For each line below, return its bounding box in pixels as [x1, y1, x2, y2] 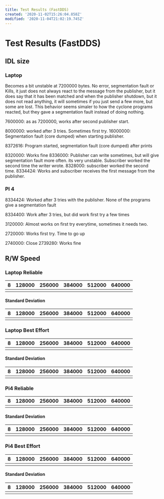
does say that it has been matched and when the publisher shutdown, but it [5, 93, 157, 99]
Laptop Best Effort [5, 327, 49, 334]
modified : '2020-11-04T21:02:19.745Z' [5, 16, 84, 21]
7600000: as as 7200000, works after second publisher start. [5, 118, 130, 124]
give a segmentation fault [5, 202, 56, 208]
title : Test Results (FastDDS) [5, 7, 69, 12]
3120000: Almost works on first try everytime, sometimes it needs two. [5, 221, 148, 227]
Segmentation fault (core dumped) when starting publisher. [5, 133, 125, 139]
